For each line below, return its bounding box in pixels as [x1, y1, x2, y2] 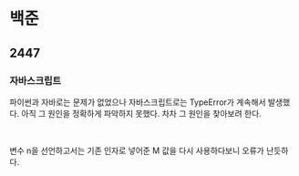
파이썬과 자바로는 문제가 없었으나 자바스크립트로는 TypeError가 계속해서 [9, 97, 266, 108]
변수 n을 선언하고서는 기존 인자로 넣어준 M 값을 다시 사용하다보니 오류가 [9, 145, 264, 156]
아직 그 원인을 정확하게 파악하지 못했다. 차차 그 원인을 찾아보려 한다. [21, 108, 262, 119]
